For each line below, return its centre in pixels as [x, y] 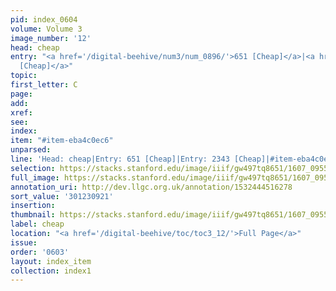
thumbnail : [33, 215]
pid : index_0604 [44, 19]
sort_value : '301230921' [62, 196]
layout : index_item [51, 261]
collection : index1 [51, 271]
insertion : [33, 206]
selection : [33, 168]
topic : [24, 76]
